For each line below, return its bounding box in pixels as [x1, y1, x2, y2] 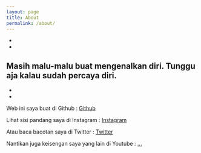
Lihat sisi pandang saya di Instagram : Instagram [6, 117, 127, 124]
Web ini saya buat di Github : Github [6, 104, 96, 112]
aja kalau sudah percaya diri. [6, 70, 117, 81]
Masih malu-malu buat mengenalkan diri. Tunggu [6, 61, 196, 71]
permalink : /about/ [6, 20, 56, 26]
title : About [6, 15, 39, 21]
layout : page [6, 8, 39, 15]
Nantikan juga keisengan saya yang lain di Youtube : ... [6, 140, 142, 148]
